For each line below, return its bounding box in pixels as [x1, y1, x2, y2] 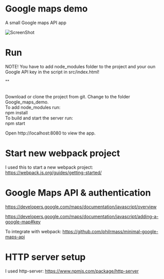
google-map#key [5, 219, 41, 225]
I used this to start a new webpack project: [5, 164, 93, 170]
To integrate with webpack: [5, 228, 62, 234]
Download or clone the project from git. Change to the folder [5, 93, 130, 99]
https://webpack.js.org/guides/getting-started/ [5, 169, 102, 176]
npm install [5, 109, 28, 115]
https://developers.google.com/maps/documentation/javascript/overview [5, 204, 157, 210]
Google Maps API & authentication [5, 187, 151, 198]
